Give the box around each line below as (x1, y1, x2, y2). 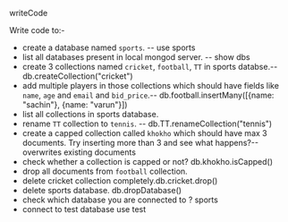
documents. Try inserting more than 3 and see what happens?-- (21, 138, 259, 148)
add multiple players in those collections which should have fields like (21, 81, 280, 90)
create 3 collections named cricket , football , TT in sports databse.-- (21, 62, 278, 72)
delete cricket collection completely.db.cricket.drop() (21, 175, 218, 186)
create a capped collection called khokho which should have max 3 (21, 128, 267, 138)
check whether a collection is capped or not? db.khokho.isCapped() (21, 157, 274, 166)
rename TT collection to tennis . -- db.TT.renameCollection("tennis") (21, 118, 273, 129)
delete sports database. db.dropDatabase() (21, 185, 182, 195)
